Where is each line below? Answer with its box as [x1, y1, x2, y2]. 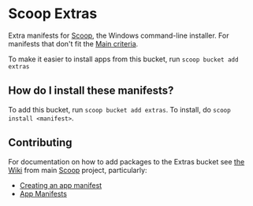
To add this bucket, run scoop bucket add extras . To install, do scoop [8, 105, 231, 114]
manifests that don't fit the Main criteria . [8, 39, 139, 48]
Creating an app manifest [19, 180, 102, 189]
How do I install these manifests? [8, 84, 174, 97]
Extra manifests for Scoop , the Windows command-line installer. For [8, 31, 229, 40]
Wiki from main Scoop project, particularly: [8, 165, 147, 175]
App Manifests [19, 189, 67, 198]
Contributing [8, 136, 73, 149]
